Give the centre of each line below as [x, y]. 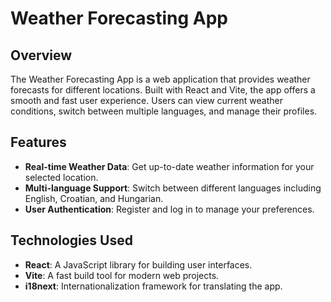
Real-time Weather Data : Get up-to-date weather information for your [169, 166]
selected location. [61, 177]
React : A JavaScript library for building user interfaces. [138, 264]
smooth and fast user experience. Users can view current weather [146, 100]
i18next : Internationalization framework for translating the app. [153, 286]
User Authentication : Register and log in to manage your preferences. [169, 209]
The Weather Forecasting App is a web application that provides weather [160, 79]
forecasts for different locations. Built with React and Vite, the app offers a [163, 90]
